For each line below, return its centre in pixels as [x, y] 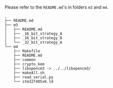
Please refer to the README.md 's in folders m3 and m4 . [56, 7]
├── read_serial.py [34, 77]
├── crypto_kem [29, 64]
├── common [25, 60]
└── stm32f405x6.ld [34, 82]
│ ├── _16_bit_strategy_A [34, 34]
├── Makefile [27, 51]
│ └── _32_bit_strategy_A [34, 42]
